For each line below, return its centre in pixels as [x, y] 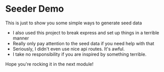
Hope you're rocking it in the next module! [49, 64]
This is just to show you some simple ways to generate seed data [74, 23]
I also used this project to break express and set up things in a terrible [86, 32]
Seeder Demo [35, 9]
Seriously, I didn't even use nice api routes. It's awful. [69, 49]
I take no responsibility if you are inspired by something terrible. [79, 54]
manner [21, 38]
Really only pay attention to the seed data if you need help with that [83, 43]
